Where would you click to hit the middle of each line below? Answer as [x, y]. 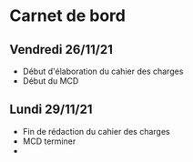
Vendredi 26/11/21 [61, 50]
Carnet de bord [67, 16]
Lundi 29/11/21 [51, 110]
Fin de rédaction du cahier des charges [96, 131]
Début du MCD [51, 81]
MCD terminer [49, 141]
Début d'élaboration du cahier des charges [103, 71]
